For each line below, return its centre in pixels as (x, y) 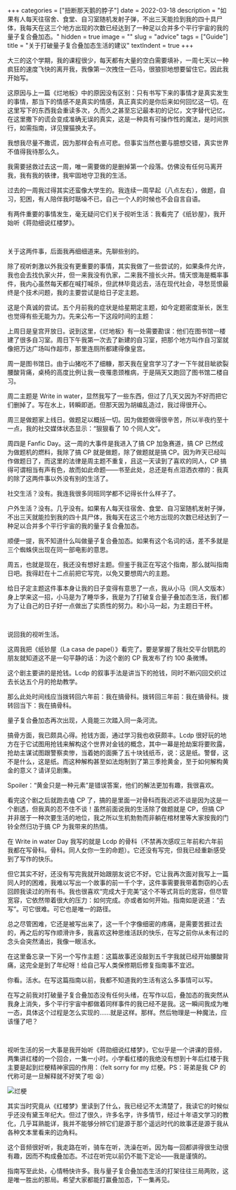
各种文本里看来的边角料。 (44, 1132)
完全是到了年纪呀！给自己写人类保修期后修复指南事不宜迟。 (112, 965)
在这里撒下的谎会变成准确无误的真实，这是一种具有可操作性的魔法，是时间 (115, 119)
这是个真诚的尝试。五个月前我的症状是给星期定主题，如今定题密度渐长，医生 (118, 307)
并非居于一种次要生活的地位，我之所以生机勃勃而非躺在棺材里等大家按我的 (115, 818)
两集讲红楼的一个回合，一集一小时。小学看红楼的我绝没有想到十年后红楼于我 (118, 1058)
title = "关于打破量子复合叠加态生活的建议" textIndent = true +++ (100, 45)
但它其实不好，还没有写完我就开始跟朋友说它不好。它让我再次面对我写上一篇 (118, 874)
